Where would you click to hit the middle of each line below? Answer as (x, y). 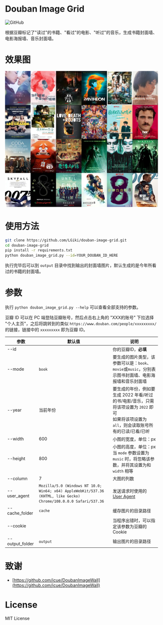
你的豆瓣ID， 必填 (130, 349)
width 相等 (123, 471)
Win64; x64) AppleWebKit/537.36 (71, 491)
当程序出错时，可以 (132, 520)
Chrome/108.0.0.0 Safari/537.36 (71, 502)
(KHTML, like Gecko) (59, 496)
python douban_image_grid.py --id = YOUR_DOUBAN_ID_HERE (62, 256)
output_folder (20, 544)
